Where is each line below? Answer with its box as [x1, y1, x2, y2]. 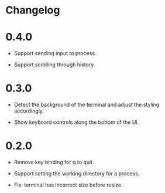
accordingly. [13, 107, 44, 114]
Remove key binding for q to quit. [13, 159, 94, 165]
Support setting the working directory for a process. [13, 170, 140, 177]
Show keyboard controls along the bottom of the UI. [13, 118, 139, 126]
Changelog [5, 4, 60, 17]
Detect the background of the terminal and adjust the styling [13, 101, 160, 109]
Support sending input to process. [13, 50, 97, 57]
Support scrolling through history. [13, 61, 95, 68]
